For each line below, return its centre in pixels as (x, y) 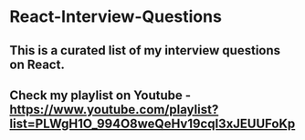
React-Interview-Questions (116, 17)
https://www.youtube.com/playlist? (114, 110)
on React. (37, 64)
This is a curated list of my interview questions (145, 50)
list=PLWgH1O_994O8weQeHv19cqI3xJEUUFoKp (152, 123)
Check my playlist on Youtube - (100, 95)
